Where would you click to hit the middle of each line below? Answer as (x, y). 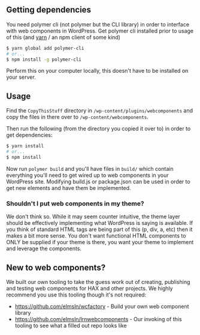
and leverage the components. (44, 248)
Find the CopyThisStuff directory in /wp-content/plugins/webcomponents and (100, 111)
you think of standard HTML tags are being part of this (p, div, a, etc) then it (99, 229)
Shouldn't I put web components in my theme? (75, 203)
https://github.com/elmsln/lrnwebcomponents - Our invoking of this (98, 319)
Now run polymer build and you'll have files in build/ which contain (90, 168)
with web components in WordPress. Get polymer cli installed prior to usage (100, 31)
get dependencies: (29, 135)
